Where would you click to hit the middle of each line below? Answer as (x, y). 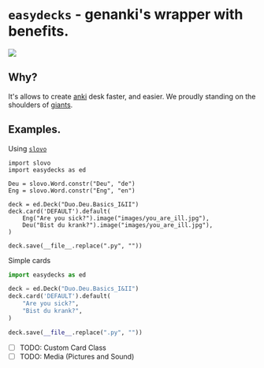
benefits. (39, 31)
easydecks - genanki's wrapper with (126, 15)
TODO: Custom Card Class (63, 348)
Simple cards (30, 260)
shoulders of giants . (41, 105)
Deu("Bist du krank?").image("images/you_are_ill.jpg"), (118, 225)
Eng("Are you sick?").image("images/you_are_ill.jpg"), (116, 218)
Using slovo (28, 148)
